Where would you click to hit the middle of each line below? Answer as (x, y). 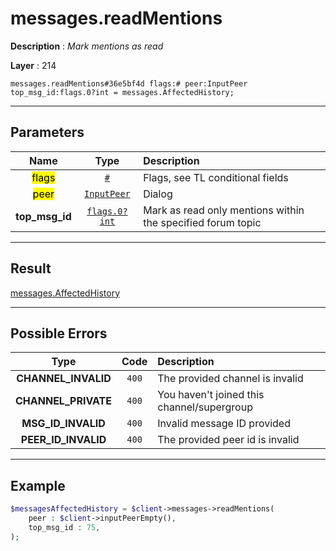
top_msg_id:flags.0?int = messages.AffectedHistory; (122, 92)
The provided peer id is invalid (228, 440)
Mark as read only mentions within (224, 210)
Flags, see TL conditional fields (216, 177)
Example (38, 485)
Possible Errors (59, 333)
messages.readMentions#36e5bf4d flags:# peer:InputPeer (129, 83)
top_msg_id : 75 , (64, 527)
